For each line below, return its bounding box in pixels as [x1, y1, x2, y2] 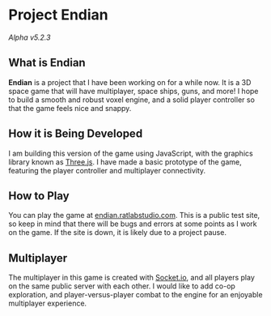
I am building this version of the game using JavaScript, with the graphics [8, 148, 253, 158]
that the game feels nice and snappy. [8, 103, 132, 113]
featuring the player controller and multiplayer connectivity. [8, 165, 206, 175]
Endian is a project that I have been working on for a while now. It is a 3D [8, 77, 252, 87]
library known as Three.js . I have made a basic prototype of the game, [8, 156, 243, 167]
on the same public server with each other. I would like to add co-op [8, 281, 236, 291]
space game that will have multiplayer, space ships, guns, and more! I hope [8, 86, 259, 96]
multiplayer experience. [8, 298, 87, 309]
